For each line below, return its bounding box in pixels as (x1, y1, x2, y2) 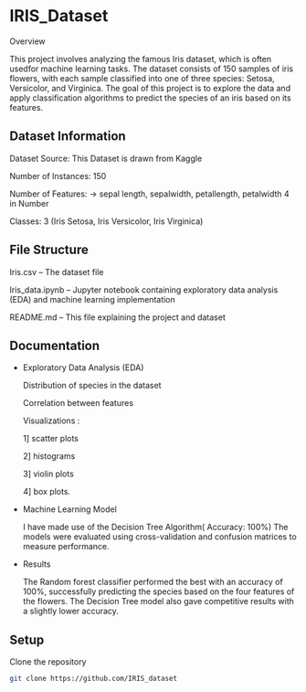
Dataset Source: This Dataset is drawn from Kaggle (9, 153, 203, 164)
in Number (9, 197, 49, 208)
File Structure (9, 242, 89, 258)
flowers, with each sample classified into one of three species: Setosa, (9, 72, 276, 83)
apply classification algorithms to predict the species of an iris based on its (9, 92, 291, 103)
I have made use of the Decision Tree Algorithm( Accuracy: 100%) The (22, 522, 289, 533)
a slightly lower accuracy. (22, 605, 119, 617)
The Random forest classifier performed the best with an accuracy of (22, 577, 283, 588)
